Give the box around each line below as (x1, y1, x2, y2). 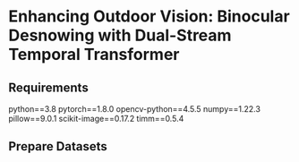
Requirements (8, 80, 89, 95)
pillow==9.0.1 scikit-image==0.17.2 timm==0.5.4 (8, 114, 184, 124)
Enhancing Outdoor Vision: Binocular (8, 6, 290, 27)
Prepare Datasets (8, 139, 108, 154)
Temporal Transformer (8, 45, 180, 64)
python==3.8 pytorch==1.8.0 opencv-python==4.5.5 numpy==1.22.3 (8, 104, 261, 114)
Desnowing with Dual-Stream (8, 25, 232, 46)
